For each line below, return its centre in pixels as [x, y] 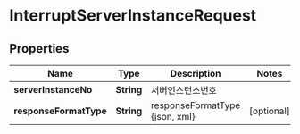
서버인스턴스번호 [183, 90]
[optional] [269, 111]
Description [196, 74]
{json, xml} [173, 117]
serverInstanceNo [53, 90]
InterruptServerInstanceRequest [133, 16]
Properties [39, 49]
